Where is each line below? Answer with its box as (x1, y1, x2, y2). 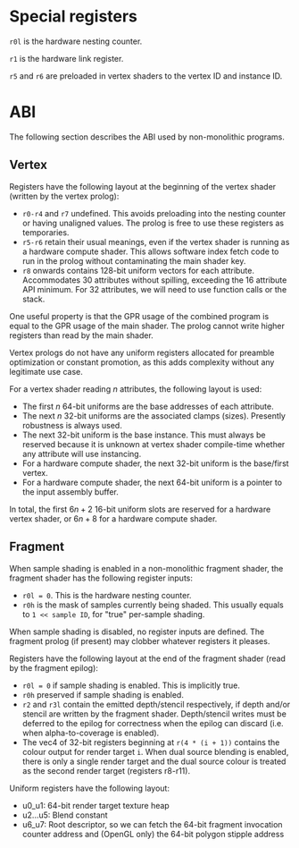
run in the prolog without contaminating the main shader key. (21, 255, 246, 266)
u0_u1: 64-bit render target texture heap (21, 800, 170, 810)
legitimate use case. (9, 366, 83, 377)
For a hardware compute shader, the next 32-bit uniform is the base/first (21, 458, 289, 469)
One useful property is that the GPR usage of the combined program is (9, 310, 270, 321)
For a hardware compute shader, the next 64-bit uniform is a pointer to (21, 477, 283, 488)
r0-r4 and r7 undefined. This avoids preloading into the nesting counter (21, 208, 287, 218)
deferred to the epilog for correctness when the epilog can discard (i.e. (21, 717, 284, 728)
